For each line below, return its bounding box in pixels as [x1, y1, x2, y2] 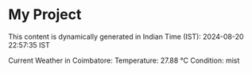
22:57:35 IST [8, 40, 50, 49]
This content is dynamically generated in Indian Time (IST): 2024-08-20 [8, 32, 244, 41]
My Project [8, 6, 82, 24]
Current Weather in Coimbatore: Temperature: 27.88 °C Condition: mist [8, 56, 240, 65]
